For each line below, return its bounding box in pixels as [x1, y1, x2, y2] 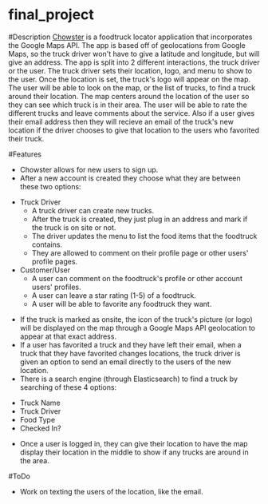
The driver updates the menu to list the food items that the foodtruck [31, 231, 258, 240]
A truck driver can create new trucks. [31, 205, 155, 215]
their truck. [8, 133, 45, 143]
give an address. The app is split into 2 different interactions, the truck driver [8, 58, 260, 67]
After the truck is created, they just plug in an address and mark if [31, 214, 248, 224]
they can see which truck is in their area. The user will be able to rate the [8, 100, 247, 109]
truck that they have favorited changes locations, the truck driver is [19, 348, 241, 358]
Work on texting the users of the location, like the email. [19, 486, 203, 496]
